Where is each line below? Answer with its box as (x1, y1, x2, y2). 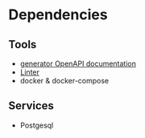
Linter (19, 67, 40, 77)
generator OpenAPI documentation (19, 59, 137, 68)
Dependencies (8, 6, 108, 24)
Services (8, 99, 55, 113)
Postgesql (19, 120, 54, 130)
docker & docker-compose (19, 76, 110, 85)
